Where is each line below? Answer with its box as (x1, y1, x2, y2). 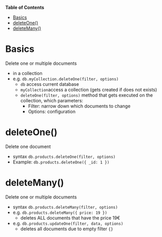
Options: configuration (28, 108, 76, 115)
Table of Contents (5, 5, 45, 10)
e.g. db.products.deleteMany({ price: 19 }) (12, 209, 108, 215)
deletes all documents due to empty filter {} (20, 226, 113, 232)
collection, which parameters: (20, 97, 84, 103)
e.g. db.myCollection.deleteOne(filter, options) (12, 76, 119, 82)
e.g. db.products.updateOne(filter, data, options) (12, 220, 124, 226)
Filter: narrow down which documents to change (28, 103, 131, 109)
